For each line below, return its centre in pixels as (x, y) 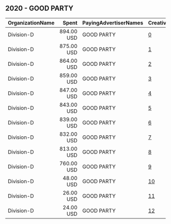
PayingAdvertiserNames (113, 22)
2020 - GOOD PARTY (39, 8)
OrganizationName (31, 22)
